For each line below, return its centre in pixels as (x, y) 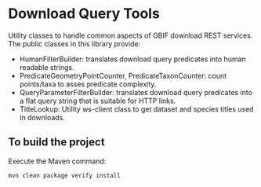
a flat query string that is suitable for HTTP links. (98, 101)
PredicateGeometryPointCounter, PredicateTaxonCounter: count (123, 75)
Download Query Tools (84, 14)
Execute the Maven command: (57, 161)
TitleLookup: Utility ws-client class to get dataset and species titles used (136, 109)
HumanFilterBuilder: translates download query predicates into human (133, 59)
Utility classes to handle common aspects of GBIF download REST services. (130, 35)
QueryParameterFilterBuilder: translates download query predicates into (136, 92)
